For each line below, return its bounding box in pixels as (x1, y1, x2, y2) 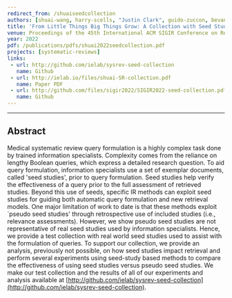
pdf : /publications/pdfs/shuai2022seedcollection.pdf (7, 42, 166, 49)
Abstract (7, 126, 46, 137)
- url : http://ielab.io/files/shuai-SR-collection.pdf (10, 74, 171, 81)
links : (7, 55, 26, 62)
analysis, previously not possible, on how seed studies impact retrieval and (7, 246, 221, 255)
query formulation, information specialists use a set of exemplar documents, (7, 166, 224, 174)
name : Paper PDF (16, 81, 64, 88)
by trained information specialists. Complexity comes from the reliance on (7, 151, 217, 159)
